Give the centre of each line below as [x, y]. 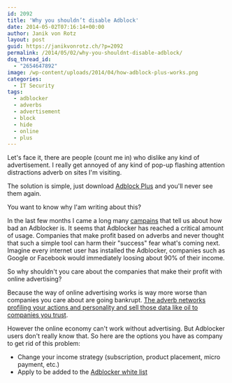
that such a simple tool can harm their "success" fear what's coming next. [114, 243]
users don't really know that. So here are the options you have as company [115, 336]
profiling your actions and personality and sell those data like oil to [103, 308]
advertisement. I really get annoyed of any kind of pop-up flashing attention [116, 165]
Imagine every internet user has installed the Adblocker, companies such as [116, 250]
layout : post [26, 40]
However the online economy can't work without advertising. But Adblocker [116, 329]
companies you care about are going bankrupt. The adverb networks [107, 300]
